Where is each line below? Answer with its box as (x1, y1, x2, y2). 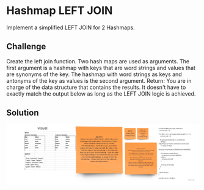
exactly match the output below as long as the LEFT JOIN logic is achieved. (6, 90, 196, 97)
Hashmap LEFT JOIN (6, 4, 113, 18)
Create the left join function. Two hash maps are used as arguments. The (6, 57, 190, 65)
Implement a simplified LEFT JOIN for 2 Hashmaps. (6, 24, 136, 31)
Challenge (6, 41, 46, 52)
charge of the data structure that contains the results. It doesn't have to (6, 83, 186, 91)
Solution (6, 108, 39, 118)
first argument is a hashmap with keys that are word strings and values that (6, 64, 195, 71)
